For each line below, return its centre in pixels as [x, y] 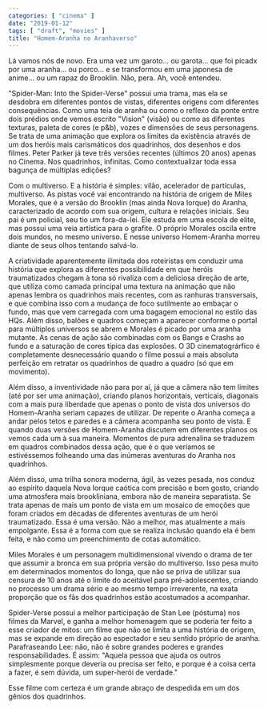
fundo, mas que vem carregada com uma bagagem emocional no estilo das [133, 312]
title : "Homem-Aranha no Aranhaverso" [73, 38]
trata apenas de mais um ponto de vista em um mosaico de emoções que [129, 505]
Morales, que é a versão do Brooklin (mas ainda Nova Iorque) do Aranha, [128, 203]
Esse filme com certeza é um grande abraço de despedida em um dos [124, 688]
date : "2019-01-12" [41, 23]
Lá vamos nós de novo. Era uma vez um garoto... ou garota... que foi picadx [133, 61]
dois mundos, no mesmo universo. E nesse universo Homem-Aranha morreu [134, 237]
